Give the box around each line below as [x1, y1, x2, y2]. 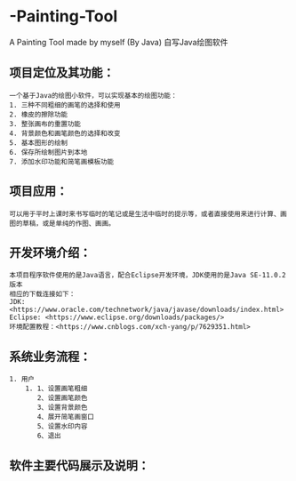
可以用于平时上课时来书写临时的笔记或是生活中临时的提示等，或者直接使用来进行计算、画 [9, 209, 287, 219]
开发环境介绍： [9, 245, 92, 260]
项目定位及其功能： [9, 65, 115, 81]
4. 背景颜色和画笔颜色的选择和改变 [9, 129, 121, 138]
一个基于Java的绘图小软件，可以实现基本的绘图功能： [9, 91, 178, 100]
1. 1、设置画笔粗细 [25, 384, 88, 393]
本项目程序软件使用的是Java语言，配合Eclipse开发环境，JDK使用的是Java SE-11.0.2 [9, 271, 286, 280]
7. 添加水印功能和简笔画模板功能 [9, 157, 114, 166]
